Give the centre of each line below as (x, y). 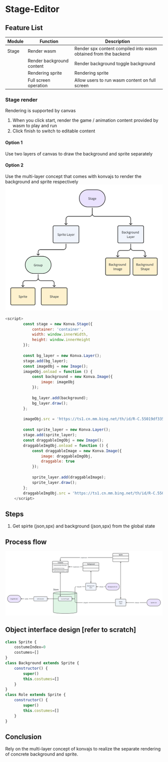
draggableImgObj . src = (47, 493)
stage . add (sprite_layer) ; (50, 435)
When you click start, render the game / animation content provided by (85, 120)
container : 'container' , (58, 329)
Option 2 (14, 165)
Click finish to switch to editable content (54, 131)
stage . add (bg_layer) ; (46, 361)
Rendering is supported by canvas (40, 111)
